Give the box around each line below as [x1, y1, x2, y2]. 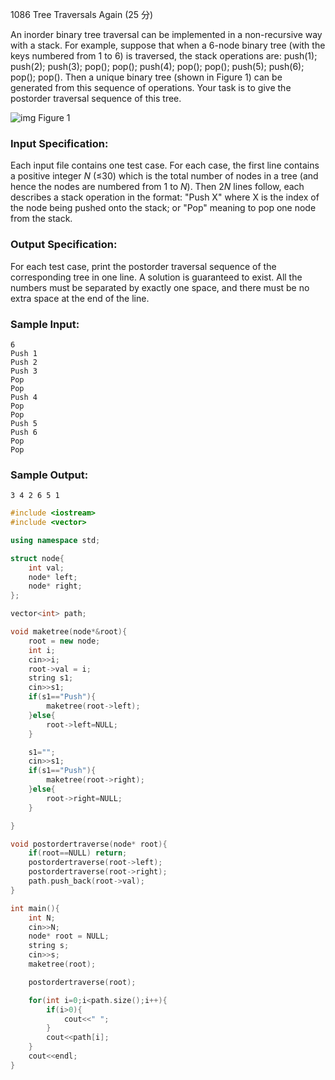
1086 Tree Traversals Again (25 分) [10, 9, 154, 20]
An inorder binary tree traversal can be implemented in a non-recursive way [10, 29, 323, 40]
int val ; [28, 563, 65, 573]
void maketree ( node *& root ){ [10, 627, 128, 637]
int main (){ [10, 903, 60, 913]
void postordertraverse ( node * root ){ [10, 839, 168, 849]
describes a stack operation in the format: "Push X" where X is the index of [10, 191, 320, 203]
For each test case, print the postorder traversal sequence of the [10, 260, 277, 272]
